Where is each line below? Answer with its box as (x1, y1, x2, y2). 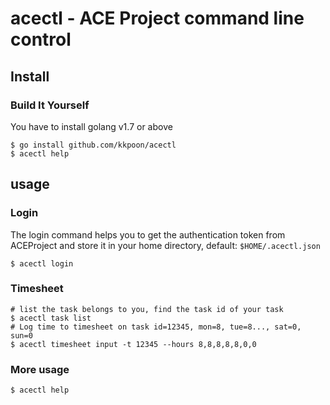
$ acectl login (10, 258, 74, 269)
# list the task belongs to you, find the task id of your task (10, 304, 284, 314)
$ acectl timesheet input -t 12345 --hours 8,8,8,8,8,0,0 (10, 339, 257, 349)
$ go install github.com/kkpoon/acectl (10, 140, 177, 150)
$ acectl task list (10, 313, 92, 323)
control (10, 28, 72, 51)
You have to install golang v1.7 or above (10, 120, 173, 132)
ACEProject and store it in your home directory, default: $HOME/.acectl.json (10, 239, 321, 251)
